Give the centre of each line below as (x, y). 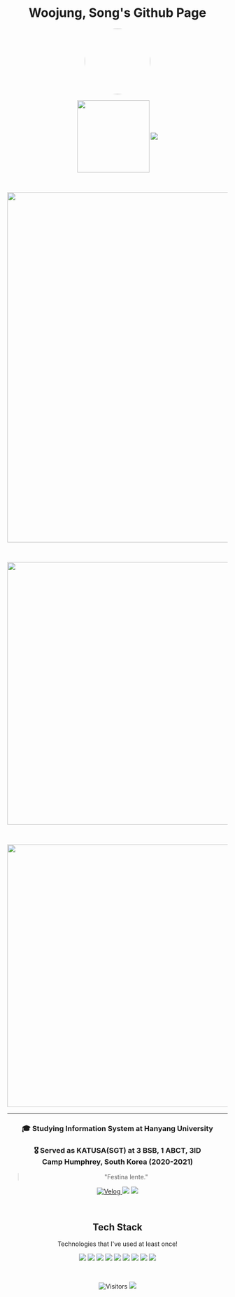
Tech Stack (117, 1227)
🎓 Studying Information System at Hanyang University (117, 1128)
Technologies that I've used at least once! (117, 1244)
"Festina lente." (126, 1177)
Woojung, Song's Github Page (117, 13)
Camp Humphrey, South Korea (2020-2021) (117, 1162)
